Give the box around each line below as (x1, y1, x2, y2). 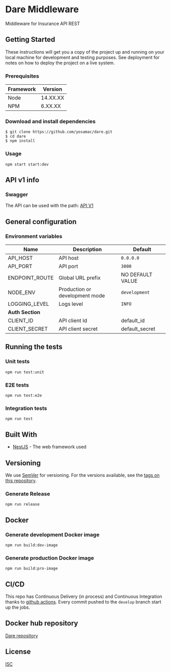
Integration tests (5, 404, 47, 412)
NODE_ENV (8, 289, 36, 296)
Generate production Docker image (5, 554, 94, 561)
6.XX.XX (40, 103, 61, 110)
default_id (121, 317, 145, 324)
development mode (58, 292, 105, 299)
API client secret (58, 325, 98, 332)
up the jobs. (5, 604, 31, 611)
